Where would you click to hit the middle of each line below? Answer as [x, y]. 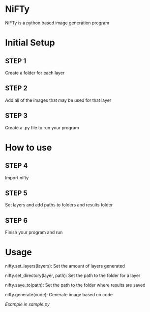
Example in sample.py [28, 304]
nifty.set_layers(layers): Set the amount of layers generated [65, 266]
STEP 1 [16, 61]
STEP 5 [16, 193]
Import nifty [17, 177]
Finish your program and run [34, 233]
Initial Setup [30, 43]
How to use [29, 147]
